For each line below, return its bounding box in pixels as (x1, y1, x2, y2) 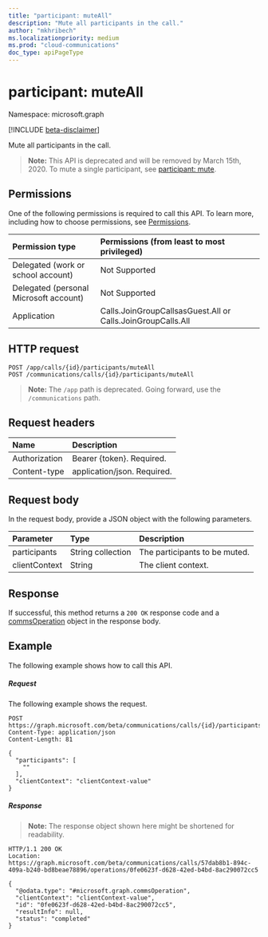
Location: (8, 852, 41, 860)
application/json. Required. (71, 466, 173, 477)
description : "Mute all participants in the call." (8, 19, 183, 27)
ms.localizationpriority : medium (8, 33, 120, 42)
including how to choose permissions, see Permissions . (8, 217, 191, 226)
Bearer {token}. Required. (71, 453, 167, 464)
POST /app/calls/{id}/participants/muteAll (8, 364, 156, 372)
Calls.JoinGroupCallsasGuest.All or (100, 305, 231, 316)
